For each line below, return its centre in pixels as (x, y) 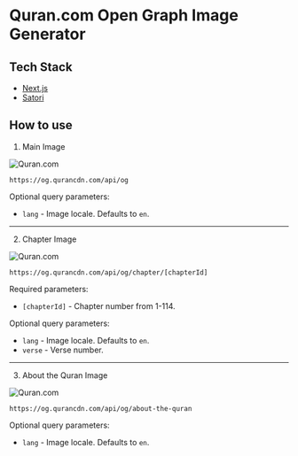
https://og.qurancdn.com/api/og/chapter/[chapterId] (109, 272)
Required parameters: (49, 289)
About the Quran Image (65, 375)
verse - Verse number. (63, 350)
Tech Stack (41, 67)
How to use (41, 125)
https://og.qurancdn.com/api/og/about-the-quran (101, 408)
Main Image (43, 146)
